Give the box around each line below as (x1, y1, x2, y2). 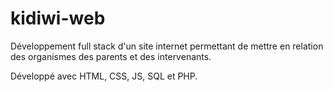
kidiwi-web (10, 7, 106, 30)
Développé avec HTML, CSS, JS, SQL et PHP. (10, 70, 198, 82)
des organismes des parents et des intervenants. (10, 50, 212, 62)
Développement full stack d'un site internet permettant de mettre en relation (10, 40, 324, 52)
